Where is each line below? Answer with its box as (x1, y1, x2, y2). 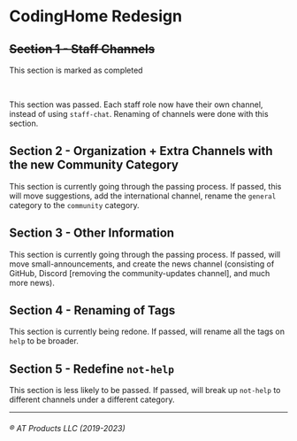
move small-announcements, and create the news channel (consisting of (9, 259, 275, 269)
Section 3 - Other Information (9, 226, 175, 241)
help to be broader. (9, 336, 80, 346)
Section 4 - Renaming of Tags (9, 303, 176, 318)
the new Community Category (9, 158, 179, 173)
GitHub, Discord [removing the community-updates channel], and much (9, 267, 270, 278)
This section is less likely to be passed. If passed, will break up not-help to (9, 385, 281, 396)
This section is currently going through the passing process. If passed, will (9, 249, 281, 259)
